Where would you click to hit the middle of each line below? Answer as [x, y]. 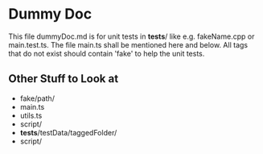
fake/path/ [37, 98]
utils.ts [31, 115]
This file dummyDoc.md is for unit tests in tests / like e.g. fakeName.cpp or [131, 36]
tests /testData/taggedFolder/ [68, 132]
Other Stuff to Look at [64, 79]
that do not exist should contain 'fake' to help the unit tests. [107, 53]
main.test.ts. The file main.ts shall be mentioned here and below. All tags [128, 44]
